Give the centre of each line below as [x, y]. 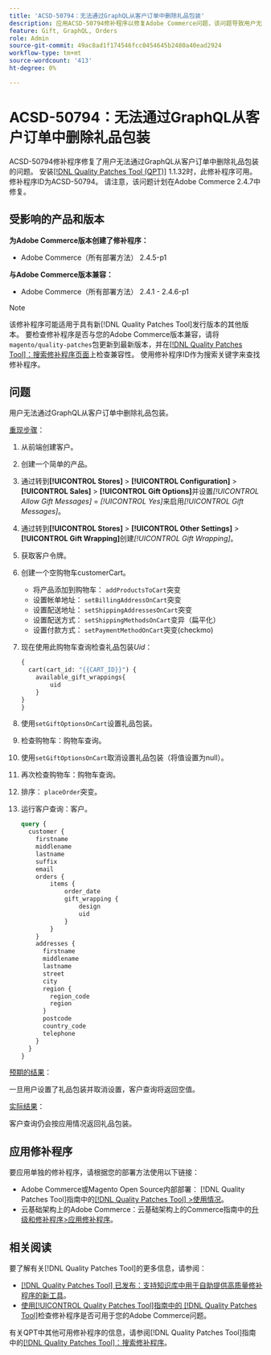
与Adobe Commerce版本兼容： [61, 274]
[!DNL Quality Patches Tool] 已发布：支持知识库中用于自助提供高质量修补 [142, 1285]
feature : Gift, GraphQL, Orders [63, 31]
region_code [70, 996]
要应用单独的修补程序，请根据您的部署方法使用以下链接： [104, 1172]
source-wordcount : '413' [51, 61]
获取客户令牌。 [45, 556]
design [90, 907]
